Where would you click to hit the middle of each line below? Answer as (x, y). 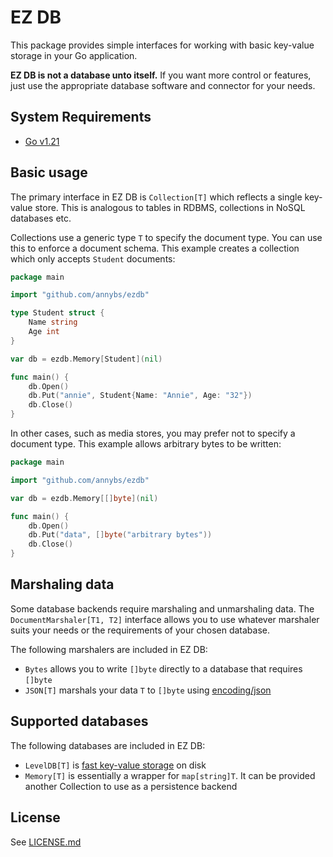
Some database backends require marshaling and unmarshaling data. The (162, 608)
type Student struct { (57, 313)
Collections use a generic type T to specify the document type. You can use (166, 237)
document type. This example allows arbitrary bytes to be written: (146, 444)
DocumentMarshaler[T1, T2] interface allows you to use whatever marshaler (165, 619)
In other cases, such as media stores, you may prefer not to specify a (153, 433)
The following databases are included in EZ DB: (108, 745)
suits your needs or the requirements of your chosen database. (140, 630)
